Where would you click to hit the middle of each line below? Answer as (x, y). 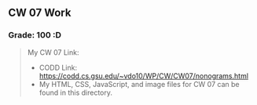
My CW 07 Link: (53, 52)
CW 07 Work (40, 13)
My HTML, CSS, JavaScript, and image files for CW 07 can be (139, 84)
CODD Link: (58, 67)
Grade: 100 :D (35, 35)
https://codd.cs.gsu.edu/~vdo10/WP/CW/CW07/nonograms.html (144, 76)
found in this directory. (75, 92)
